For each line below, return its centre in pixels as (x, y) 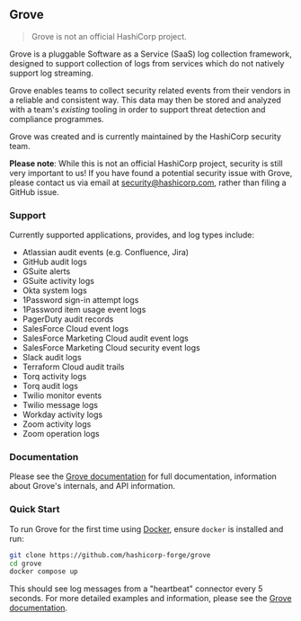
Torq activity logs (54, 377)
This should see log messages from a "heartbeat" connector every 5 (136, 589)
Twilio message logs (60, 405)
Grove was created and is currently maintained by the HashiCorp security (145, 136)
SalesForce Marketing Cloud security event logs (111, 348)
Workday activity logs (62, 415)
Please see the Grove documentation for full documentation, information (143, 476)
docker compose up (44, 572)
